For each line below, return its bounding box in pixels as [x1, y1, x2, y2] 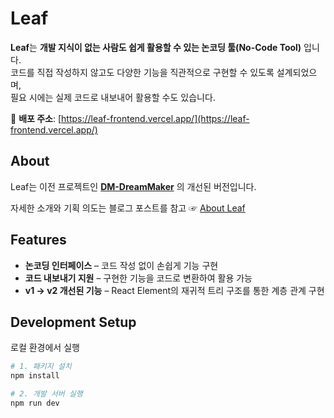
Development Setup [10, 313, 137, 331]
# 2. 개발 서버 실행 [10, 389, 83, 399]
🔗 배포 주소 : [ [10, 112, 62, 124]
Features [10, 232, 67, 249]
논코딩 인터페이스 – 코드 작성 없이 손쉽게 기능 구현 [24, 259, 219, 271]
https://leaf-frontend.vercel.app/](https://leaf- [61, 112, 250, 124]
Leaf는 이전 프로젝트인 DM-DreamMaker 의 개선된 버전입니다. [10, 180, 257, 192]
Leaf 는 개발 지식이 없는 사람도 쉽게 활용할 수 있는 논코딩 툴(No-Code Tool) [10, 41, 302, 53]
